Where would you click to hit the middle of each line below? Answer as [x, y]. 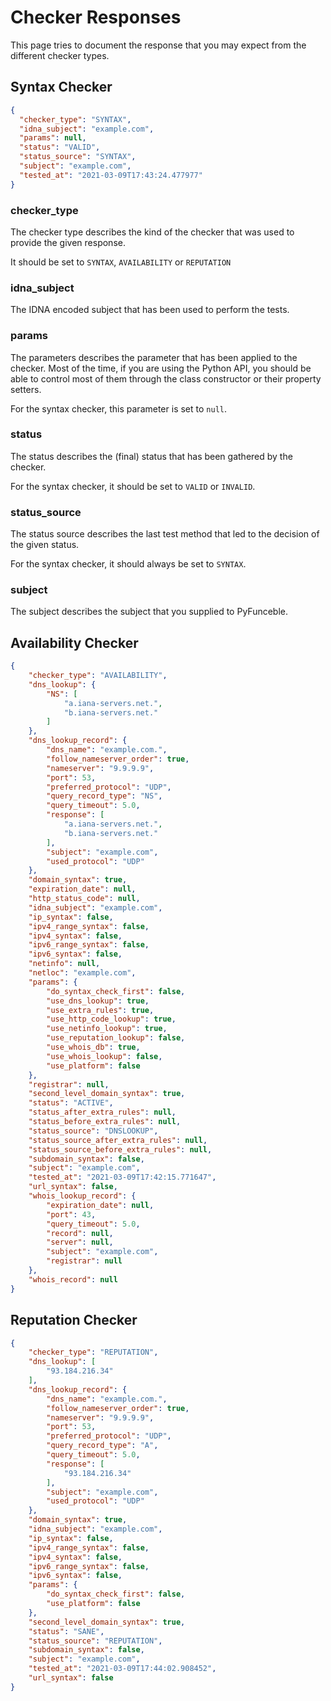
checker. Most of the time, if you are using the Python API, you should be [161, 368]
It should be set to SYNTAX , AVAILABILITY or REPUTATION [121, 262]
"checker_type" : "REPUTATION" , [93, 1352]
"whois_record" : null [73, 1279]
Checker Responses [96, 17]
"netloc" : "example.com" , [82, 973]
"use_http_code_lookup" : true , [111, 1019]
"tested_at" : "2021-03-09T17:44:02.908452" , [122, 1669]
